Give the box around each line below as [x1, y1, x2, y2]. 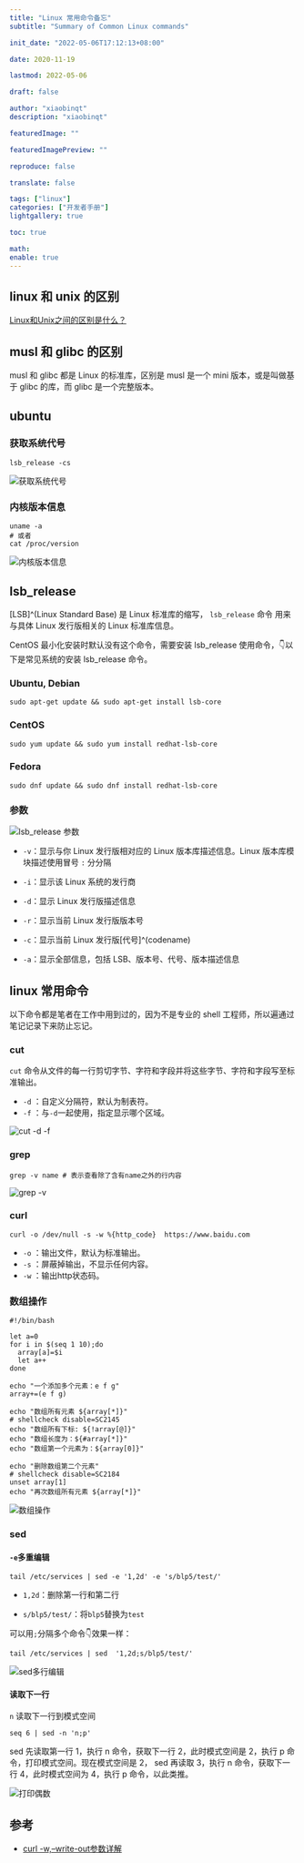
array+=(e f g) [9, 1390, 67, 1399]
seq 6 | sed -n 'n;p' [9, 1729, 92, 1738]
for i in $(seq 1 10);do [9, 1340, 104, 1349]
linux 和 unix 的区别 [9, 289, 120, 304]
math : [9, 244, 30, 253]
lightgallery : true [9, 211, 84, 221]
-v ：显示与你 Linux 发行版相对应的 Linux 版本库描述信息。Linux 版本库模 [22, 846, 295, 857]
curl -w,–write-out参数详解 [22, 1843, 123, 1854]
